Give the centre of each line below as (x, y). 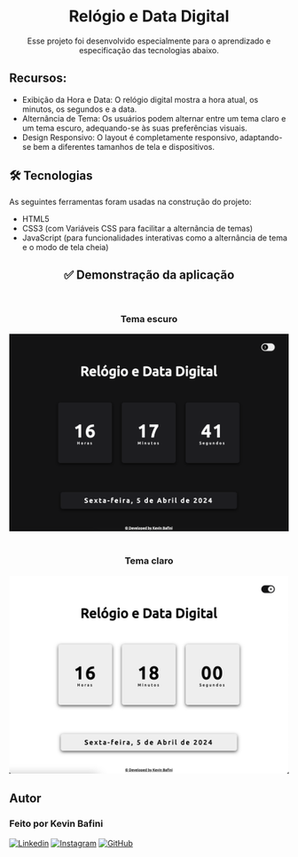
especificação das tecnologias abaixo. (149, 50)
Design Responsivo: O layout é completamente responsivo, (129, 137)
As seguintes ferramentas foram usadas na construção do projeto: (130, 201)
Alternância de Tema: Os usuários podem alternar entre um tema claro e (154, 118)
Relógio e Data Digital (149, 16)
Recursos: (38, 79)
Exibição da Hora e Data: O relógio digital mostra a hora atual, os (140, 99)
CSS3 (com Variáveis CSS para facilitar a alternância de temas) (137, 228)
